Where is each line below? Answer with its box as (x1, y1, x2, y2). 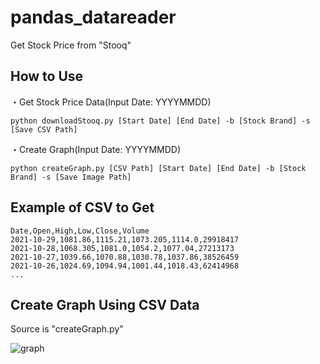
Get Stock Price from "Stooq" (10, 39, 132, 51)
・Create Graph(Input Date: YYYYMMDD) (10, 143, 182, 155)
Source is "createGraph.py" (10, 323, 124, 335)
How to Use (10, 68, 84, 85)
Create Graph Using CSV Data (10, 296, 200, 313)
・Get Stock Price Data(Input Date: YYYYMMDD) (10, 96, 212, 108)
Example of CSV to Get (10, 199, 155, 216)
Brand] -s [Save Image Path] (10, 172, 132, 182)
